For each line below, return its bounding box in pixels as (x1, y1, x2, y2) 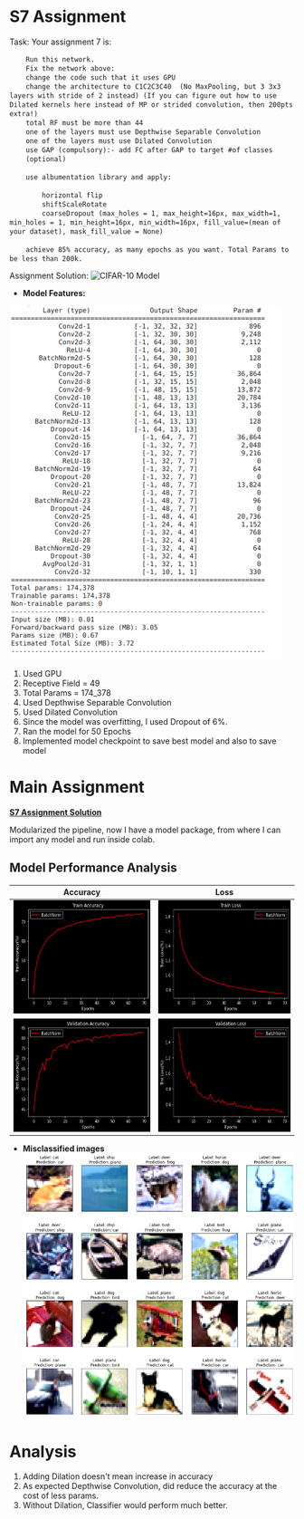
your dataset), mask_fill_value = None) (9, 226, 165, 236)
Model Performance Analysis (9, 860, 178, 876)
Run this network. (25, 54, 95, 64)
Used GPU (22, 668, 62, 678)
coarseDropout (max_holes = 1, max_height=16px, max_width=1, (42, 208, 281, 218)
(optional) (25, 154, 67, 164)
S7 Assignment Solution (9, 806, 102, 817)
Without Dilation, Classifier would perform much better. (22, 1500, 228, 1511)
